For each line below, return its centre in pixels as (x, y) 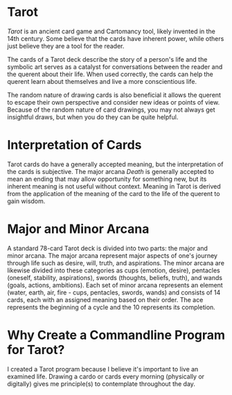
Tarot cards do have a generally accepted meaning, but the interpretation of (115, 164)
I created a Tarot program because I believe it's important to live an (103, 369)
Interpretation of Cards (74, 145)
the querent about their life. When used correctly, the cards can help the (110, 74)
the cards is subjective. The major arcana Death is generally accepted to (111, 171)
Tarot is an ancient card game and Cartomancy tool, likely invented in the (111, 31)
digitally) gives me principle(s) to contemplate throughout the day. (101, 384)
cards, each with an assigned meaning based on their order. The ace (105, 299)
